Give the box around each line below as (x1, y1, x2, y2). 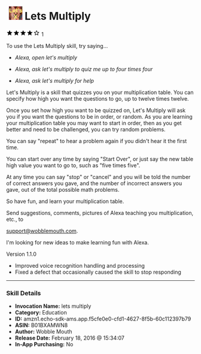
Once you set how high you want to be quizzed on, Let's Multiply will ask (6, 107, 186, 114)
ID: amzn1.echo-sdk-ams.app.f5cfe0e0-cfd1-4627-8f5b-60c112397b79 (14, 315, 191, 323)
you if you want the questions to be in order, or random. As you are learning (6, 113, 193, 120)
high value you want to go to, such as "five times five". (6, 162, 141, 169)
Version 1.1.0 (6, 250, 37, 258)
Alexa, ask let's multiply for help (14, 77, 95, 84)
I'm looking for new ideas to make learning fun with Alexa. (6, 238, 150, 246)
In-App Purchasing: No (14, 341, 74, 348)
